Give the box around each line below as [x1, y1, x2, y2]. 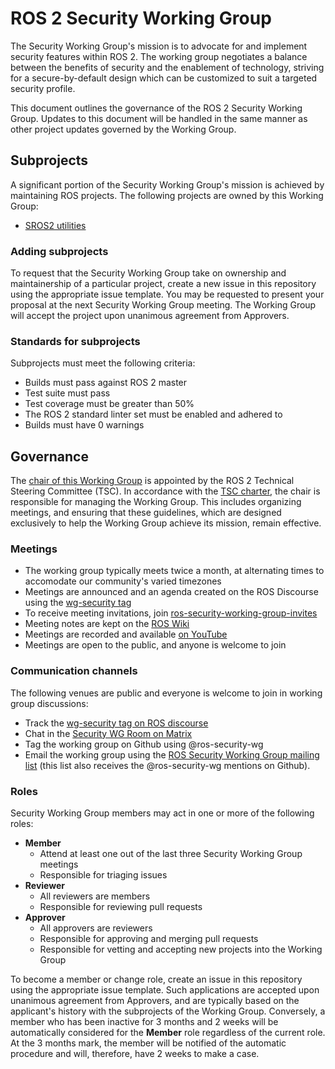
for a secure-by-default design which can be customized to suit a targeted [10, 72, 318, 84]
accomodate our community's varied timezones [24, 575, 222, 587]
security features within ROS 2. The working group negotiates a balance [10, 50, 308, 62]
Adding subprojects [10, 244, 109, 258]
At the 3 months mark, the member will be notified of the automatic [10, 1037, 287, 1049]
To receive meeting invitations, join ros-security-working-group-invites [24, 607, 318, 619]
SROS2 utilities [24, 219, 87, 231]
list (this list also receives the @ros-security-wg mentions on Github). [24, 759, 311, 771]
